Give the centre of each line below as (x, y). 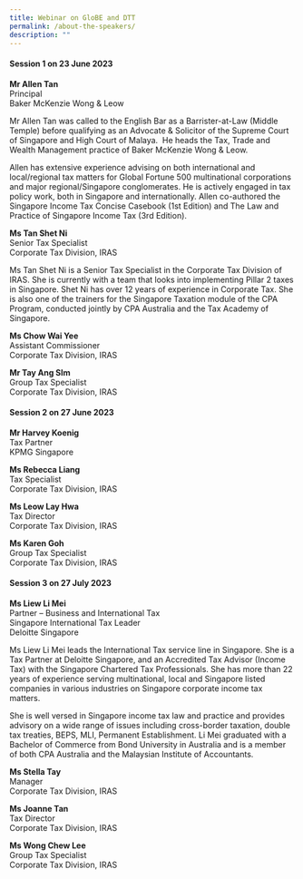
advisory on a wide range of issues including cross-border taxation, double (150, 725)
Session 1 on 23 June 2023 (61, 63)
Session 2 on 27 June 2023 (62, 413)
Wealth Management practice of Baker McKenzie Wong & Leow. (129, 150)
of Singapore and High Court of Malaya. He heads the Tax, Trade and (140, 140)
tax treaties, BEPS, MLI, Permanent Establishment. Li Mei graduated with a (148, 735)
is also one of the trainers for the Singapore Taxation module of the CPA (144, 298)
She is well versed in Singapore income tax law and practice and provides (147, 715)
